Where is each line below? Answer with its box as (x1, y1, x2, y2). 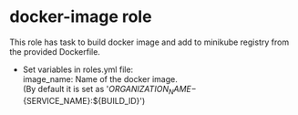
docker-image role (9, 6, 152, 27)
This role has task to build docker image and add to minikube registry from (9, 37, 290, 47)
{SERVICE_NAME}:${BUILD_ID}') (22, 95, 146, 106)
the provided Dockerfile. (9, 46, 100, 57)
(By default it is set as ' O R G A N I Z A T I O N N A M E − (22, 83, 197, 97)
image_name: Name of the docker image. (22, 73, 178, 84)
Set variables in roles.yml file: (22, 64, 134, 75)
